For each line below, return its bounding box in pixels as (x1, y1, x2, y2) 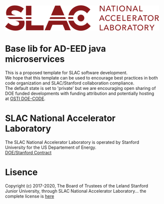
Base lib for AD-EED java (5, 43, 106, 54)
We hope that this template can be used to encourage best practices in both (5, 75, 158, 81)
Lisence (5, 167, 38, 178)
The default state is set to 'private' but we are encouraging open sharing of (5, 85, 156, 91)
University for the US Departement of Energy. (5, 144, 97, 150)
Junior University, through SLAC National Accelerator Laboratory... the (5, 188, 146, 194)
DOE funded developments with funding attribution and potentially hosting (5, 91, 155, 97)
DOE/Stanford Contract (5, 150, 52, 156)
